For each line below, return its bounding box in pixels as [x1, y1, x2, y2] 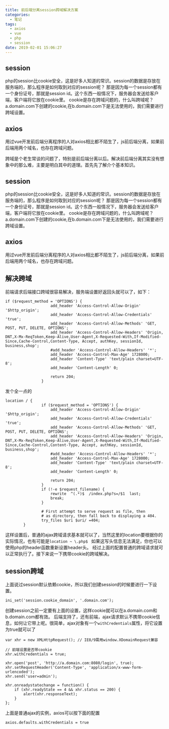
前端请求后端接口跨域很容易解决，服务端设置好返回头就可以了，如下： [5, 289, 151, 295]
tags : [5, 21, 17, 27]
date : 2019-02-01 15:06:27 [5, 45, 62, 50]
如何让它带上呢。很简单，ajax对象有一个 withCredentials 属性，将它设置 [14, 620, 163, 626]
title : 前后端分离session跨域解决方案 [5, 7, 79, 13]
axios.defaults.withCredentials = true [5, 720, 89, 725]
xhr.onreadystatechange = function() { [5, 682, 89, 687]
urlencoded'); [5, 669, 35, 674]
